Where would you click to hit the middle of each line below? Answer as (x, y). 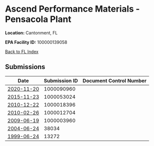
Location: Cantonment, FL (31, 33)
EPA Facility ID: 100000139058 (36, 42)
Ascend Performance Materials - (72, 9)
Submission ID (61, 80)
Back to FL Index (22, 52)
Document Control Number (114, 80)
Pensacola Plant (38, 19)
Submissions (25, 67)
